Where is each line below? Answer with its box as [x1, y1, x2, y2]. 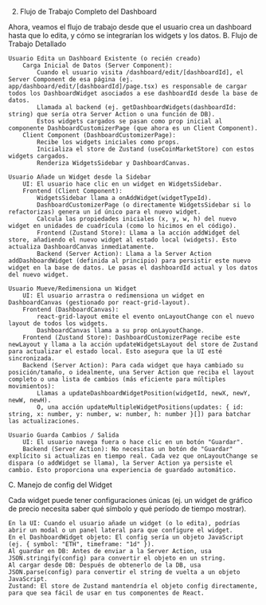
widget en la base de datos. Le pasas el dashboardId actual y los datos [8, 264, 259, 272]
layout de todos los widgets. [8, 320, 109, 328]
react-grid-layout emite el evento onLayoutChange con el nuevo [37, 312, 255, 320]
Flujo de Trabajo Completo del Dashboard [19, 7, 157, 16]
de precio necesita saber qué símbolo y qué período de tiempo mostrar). [8, 504, 247, 513]
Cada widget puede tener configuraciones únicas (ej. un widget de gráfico [8, 496, 253, 505]
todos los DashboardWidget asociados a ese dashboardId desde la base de [8, 89, 259, 97]
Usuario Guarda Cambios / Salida [8, 431, 119, 439]
